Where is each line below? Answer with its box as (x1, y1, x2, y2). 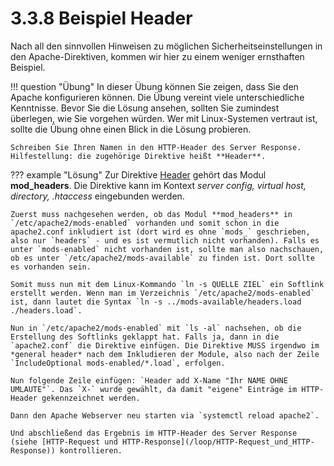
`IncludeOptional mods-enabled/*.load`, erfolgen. (10, 358, 226, 368)
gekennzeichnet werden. (41, 393, 141, 403)
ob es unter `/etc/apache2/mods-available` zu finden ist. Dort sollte (10, 253, 315, 263)
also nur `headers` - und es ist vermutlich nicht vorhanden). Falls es (10, 235, 320, 246)
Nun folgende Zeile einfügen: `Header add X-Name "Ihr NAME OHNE (10, 375, 288, 386)
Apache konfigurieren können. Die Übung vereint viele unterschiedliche (10, 91, 305, 103)
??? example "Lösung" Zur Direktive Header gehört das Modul (10, 168, 267, 181)
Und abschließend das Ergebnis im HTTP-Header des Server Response (10, 428, 298, 438)
